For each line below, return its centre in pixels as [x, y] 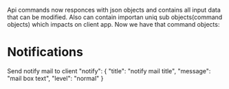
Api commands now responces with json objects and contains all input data [114, 10]
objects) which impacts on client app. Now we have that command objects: [113, 24]
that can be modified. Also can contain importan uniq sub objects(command [115, 17]
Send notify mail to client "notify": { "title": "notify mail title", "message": [109, 71]
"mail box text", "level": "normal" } [55, 78]
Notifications [45, 52]
